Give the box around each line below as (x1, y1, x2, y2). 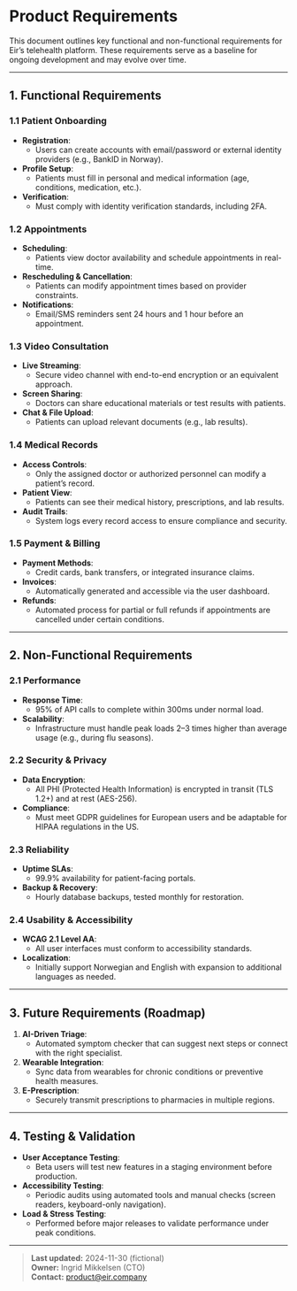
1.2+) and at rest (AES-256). (34, 793, 138, 803)
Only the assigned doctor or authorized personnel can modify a (34, 468, 267, 479)
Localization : (21, 953, 71, 964)
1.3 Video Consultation (9, 340, 109, 352)
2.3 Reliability (9, 843, 70, 856)
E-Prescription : (21, 1086, 80, 1096)
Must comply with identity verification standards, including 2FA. (34, 201, 268, 211)
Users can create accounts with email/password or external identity (34, 144, 282, 155)
